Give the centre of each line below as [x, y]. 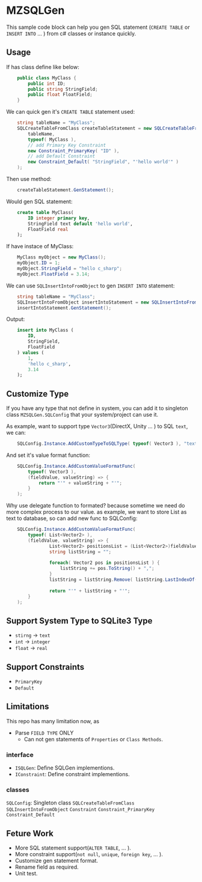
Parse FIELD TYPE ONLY [44, 733]
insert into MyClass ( [45, 330]
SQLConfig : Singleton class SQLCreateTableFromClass [70, 803]
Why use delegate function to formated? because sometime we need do [96, 506]
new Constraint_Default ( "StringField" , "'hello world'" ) [103, 162]
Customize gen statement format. [56, 861]
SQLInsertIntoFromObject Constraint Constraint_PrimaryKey [81, 810]
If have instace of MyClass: [40, 247]
